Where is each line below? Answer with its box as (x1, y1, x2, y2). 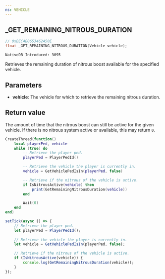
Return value (5, 108, 46, 117)
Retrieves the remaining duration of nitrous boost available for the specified (5, 61, 160, 67)
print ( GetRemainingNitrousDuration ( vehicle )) (31, 187, 127, 192)
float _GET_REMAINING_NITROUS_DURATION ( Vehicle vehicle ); (5, 43, 127, 49)
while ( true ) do (14, 146, 48, 151)
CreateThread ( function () (5, 136, 56, 142)
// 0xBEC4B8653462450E (5, 39, 52, 44)
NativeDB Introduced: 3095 (5, 53, 61, 58)
